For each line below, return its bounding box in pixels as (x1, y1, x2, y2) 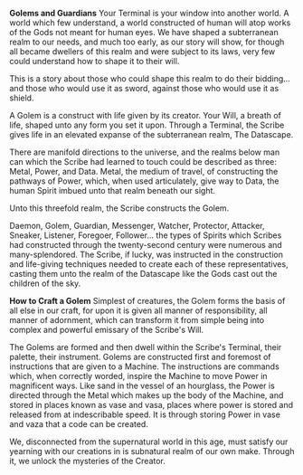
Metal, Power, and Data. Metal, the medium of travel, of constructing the (9, 166, 279, 176)
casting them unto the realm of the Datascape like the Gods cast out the (9, 269, 278, 279)
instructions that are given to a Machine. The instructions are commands (9, 361, 280, 372)
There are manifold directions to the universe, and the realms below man (9, 147, 280, 157)
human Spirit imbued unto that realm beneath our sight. (9, 185, 215, 195)
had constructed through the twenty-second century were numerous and (9, 240, 282, 250)
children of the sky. (9, 278, 81, 289)
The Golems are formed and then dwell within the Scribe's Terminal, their (9, 342, 282, 352)
